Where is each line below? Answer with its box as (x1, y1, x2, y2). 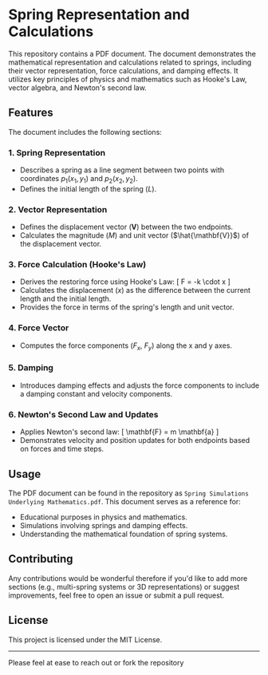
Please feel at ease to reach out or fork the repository (8, 657, 184, 667)
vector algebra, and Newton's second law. (8, 82, 148, 93)
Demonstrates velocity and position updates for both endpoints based (19, 436, 250, 445)
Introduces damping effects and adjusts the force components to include (19, 381, 260, 390)
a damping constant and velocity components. (19, 389, 173, 398)
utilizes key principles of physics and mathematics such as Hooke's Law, (8, 74, 247, 84)
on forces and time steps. (19, 444, 104, 454)
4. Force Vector (8, 322, 69, 334)
